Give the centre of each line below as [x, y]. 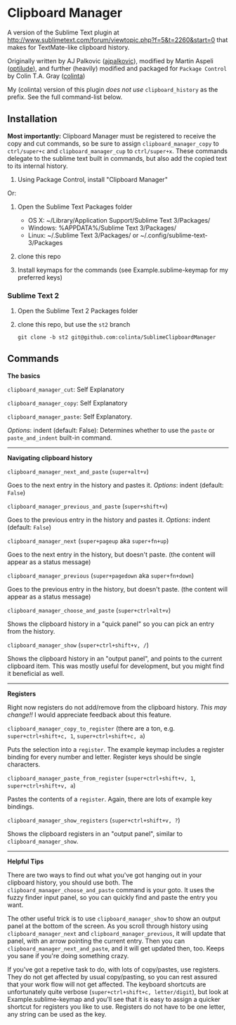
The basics [24, 376]
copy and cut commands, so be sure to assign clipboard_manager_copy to [113, 143]
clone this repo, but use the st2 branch [74, 325]
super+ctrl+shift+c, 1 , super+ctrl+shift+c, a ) [76, 736]
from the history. [31, 631]
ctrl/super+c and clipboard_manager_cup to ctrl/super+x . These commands [118, 151]
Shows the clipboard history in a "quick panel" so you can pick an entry [111, 624]
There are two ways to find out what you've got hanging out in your [105, 875]
